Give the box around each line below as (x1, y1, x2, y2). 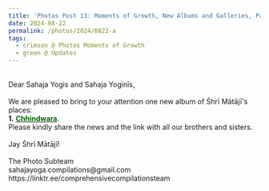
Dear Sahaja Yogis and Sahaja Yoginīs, (8, 79, 135, 89)
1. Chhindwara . (8, 114, 60, 123)
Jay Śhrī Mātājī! (8, 140, 60, 148)
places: (8, 105, 33, 115)
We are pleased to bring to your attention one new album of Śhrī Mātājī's (8, 97, 248, 106)
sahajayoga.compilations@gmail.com (8, 165, 131, 174)
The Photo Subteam (8, 156, 74, 165)
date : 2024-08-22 (8, 19, 66, 27)
